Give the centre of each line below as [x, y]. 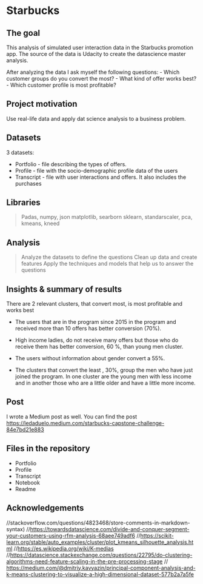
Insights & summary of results [64, 289]
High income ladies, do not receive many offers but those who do [97, 340]
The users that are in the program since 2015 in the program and [96, 322]
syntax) [16, 529]
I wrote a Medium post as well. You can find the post [72, 417]
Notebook [28, 482]
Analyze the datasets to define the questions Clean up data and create [109, 257]
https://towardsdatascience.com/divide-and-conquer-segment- [110, 529]
